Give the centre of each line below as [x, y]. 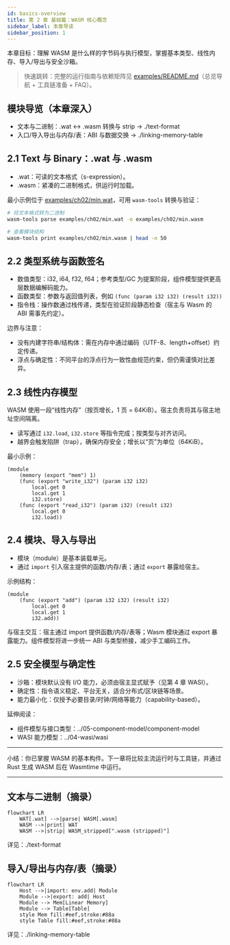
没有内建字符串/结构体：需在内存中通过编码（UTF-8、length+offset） [115, 343]
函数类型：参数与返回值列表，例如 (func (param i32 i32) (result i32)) [119, 296]
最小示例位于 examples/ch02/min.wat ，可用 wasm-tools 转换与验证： [104, 199]
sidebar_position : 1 [37, 33]
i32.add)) [46, 618]
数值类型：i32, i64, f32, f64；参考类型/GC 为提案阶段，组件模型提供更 [116, 279]
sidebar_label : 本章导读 [40, 26]
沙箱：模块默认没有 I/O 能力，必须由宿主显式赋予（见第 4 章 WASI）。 [114, 682]
